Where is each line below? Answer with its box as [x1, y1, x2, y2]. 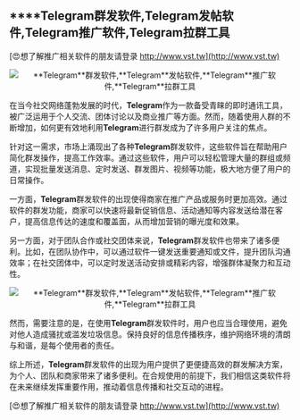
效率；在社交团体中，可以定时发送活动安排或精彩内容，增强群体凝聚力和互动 [9, 257, 291, 268]
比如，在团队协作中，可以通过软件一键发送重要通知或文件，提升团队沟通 [24, 246, 291, 256]
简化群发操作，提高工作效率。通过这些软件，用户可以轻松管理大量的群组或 [9, 152, 283, 163]
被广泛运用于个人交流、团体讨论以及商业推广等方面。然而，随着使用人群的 [9, 111, 283, 122]
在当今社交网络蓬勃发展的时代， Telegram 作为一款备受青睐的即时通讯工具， [9, 99, 287, 110]
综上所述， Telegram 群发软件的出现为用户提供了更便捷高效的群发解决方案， [9, 358, 287, 369]
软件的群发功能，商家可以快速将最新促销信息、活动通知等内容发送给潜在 [9, 205, 275, 215]
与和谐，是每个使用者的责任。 [9, 340, 119, 350]
